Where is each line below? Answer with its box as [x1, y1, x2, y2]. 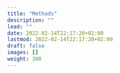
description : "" [7, 17, 54, 24]
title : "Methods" [7, 10, 58, 17]
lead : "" [7, 23, 33, 30]
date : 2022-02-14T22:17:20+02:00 [7, 29, 104, 37]
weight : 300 [7, 56, 42, 63]
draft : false [7, 42, 45, 49]
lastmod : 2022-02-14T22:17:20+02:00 [7, 36, 113, 43]
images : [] [7, 49, 39, 56]
